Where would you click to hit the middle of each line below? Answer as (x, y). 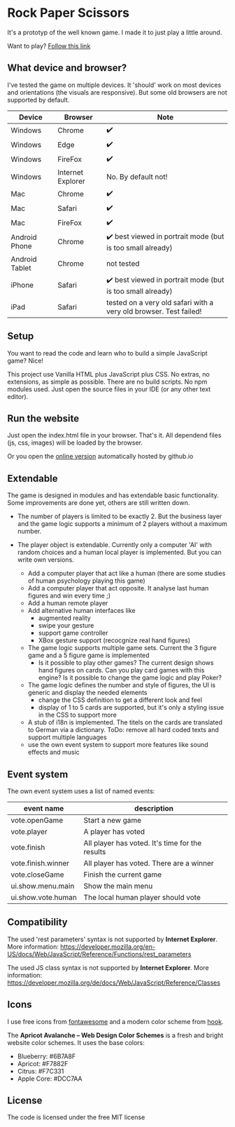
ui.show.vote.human (44, 897)
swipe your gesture (66, 626)
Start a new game (113, 820)
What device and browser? (67, 68)
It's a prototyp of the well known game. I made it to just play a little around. (115, 32)
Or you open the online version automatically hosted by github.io (100, 457)
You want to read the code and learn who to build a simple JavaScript (107, 353)
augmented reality (64, 618)
